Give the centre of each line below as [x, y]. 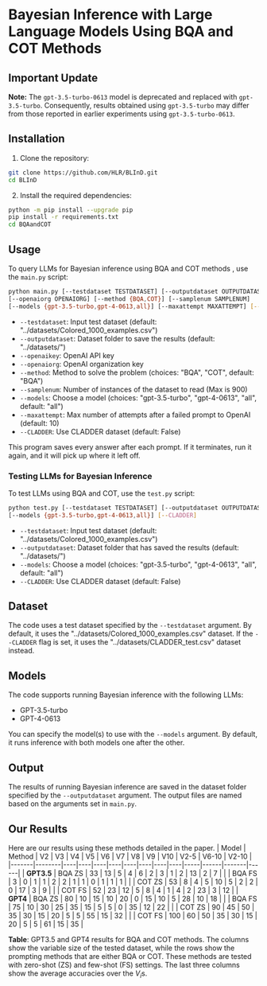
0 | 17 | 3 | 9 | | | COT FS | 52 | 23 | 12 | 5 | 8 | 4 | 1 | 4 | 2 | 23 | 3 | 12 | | [123, 890]
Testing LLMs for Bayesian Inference [80, 476]
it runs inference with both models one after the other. [97, 742]
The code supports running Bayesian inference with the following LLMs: [126, 695]
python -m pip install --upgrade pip [71, 210]
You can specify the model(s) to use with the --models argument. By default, [133, 735]
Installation [37, 139]
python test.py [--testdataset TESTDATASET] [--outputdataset [113, 508]
